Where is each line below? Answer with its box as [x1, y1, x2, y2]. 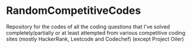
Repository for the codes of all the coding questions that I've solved [6, 23, 170, 30]
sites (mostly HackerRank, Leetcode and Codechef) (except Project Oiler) [6, 35, 184, 42]
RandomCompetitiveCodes [6, 4, 141, 17]
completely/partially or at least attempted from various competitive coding [6, 29, 186, 36]
